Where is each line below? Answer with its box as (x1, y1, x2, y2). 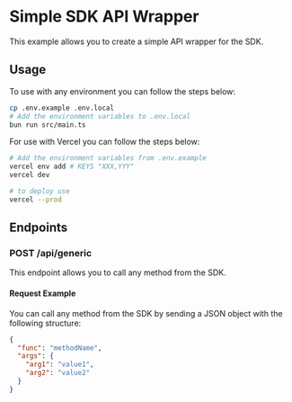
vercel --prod (9, 195, 63, 204)
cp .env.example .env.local (9, 103, 115, 112)
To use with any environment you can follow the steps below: (9, 85, 236, 96)
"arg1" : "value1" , (25, 360, 94, 370)
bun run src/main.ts (9, 120, 87, 130)
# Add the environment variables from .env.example (9, 154, 207, 163)
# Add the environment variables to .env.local (9, 112, 191, 121)
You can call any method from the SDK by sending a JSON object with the (9, 308, 283, 318)
